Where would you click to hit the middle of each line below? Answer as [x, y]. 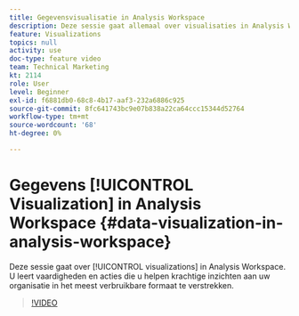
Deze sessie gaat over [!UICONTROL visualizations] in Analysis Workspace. [148, 266]
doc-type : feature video [55, 59]
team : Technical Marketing [59, 68]
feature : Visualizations [55, 34]
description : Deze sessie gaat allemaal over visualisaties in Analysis [147, 26]
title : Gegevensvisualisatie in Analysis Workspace [107, 17]
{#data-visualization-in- [191, 223]
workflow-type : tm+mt [49, 117]
